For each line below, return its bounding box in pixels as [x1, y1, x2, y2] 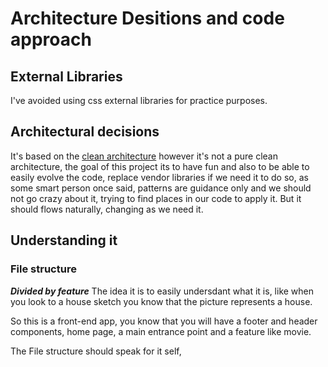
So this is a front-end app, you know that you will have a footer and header [10, 315, 318, 327]
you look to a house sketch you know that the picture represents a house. [10, 295, 313, 307]
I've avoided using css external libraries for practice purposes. [10, 95, 268, 106]
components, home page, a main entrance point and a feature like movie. [10, 325, 312, 337]
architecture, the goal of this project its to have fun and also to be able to [10, 160, 310, 172]
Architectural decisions [10, 123, 160, 141]
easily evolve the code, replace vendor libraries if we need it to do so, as [10, 171, 309, 183]
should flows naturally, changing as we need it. [10, 203, 204, 215]
